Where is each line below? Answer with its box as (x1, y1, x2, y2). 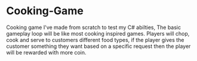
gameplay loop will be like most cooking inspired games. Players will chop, (6, 30, 190, 37)
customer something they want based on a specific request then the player (6, 43, 191, 50)
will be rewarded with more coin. (6, 49, 87, 56)
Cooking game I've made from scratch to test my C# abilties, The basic (6, 24, 181, 31)
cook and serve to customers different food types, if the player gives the (6, 36, 184, 43)
